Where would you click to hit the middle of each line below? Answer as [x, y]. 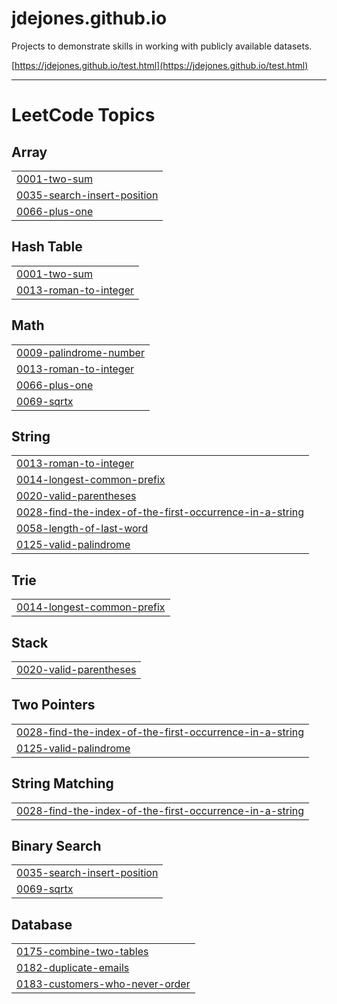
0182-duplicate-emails [73, 968]
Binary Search [56, 846]
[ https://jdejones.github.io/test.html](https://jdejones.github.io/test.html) [160, 65]
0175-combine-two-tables [82, 952]
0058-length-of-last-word [82, 529]
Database [42, 924]
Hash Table [47, 247]
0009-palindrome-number [80, 352]
